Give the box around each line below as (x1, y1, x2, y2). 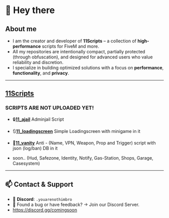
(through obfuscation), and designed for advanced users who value (12, 54, 153, 60)
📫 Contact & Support (5, 180, 73, 189)
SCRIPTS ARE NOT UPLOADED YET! (5, 104, 94, 111)
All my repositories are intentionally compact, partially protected (12, 49, 145, 54)
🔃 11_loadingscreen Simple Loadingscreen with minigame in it (12, 128, 141, 134)
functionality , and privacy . (12, 70, 69, 76)
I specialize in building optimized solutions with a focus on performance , (12, 65, 164, 70)
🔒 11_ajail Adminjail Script (12, 116, 64, 122)
